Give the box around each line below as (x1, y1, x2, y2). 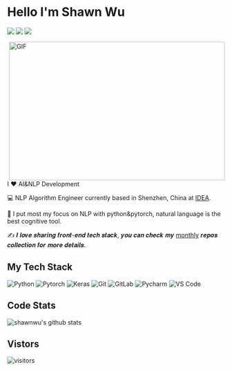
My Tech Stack (7, 261, 72, 273)
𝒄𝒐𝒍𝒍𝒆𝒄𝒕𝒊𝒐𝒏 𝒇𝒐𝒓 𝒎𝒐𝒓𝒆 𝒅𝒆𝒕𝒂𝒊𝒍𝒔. (7, 240, 86, 249)
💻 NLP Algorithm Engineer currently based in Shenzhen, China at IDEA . (7, 193, 211, 201)
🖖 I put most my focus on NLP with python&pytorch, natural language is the (7, 209, 221, 218)
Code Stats (7, 300, 57, 311)
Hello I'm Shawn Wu (7, 4, 126, 20)
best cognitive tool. (7, 217, 62, 225)
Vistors (7, 338, 39, 350)
